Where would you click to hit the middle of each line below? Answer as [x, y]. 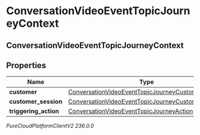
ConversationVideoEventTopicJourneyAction [131, 111]
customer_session [36, 102]
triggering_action [34, 111]
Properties [26, 65]
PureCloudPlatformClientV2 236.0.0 [50, 126]
